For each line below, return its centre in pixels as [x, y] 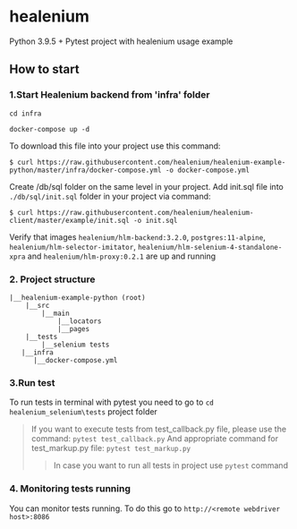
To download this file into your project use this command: [115, 146]
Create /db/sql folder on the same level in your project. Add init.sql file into [146, 186]
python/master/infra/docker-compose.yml [86, 170]
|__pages [73, 328]
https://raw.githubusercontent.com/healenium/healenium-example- [161, 162]
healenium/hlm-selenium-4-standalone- [210, 247]
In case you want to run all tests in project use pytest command [171, 465]
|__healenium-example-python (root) [77, 297]
